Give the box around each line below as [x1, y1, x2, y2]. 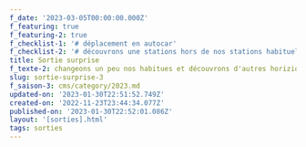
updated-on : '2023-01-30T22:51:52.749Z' [9, 89, 166, 99]
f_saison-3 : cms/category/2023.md [9, 81, 141, 90]
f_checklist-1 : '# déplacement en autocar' [9, 38, 178, 48]
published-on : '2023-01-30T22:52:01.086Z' [9, 107, 173, 116]
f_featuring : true [9, 22, 79, 31]
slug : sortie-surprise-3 [9, 73, 104, 82]
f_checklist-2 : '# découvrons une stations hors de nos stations [9, 47, 262, 57]
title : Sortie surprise [9, 56, 100, 65]
